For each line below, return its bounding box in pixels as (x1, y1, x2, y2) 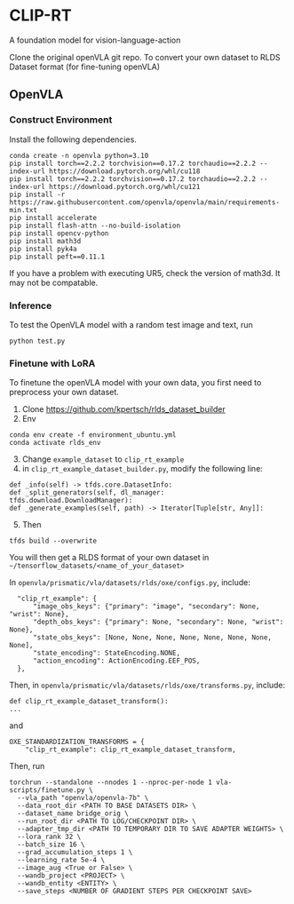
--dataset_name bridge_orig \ (17, 809, 129, 818)
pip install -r (9, 190, 66, 199)
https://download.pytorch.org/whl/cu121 (48, 182, 201, 191)
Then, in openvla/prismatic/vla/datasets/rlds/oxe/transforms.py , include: (9, 680, 286, 691)
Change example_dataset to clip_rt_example (21, 454, 185, 464)
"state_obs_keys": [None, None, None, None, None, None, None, (32, 633, 273, 642)
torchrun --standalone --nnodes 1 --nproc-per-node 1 (9, 778, 213, 787)
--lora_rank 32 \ (17, 832, 82, 842)
